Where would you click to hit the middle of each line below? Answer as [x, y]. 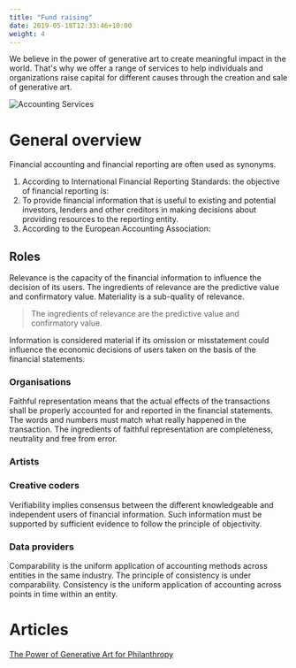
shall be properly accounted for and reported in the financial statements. [141, 411]
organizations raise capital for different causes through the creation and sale [148, 78]
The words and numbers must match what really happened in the [128, 420]
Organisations [40, 382]
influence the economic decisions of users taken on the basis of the [133, 349]
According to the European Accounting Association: [116, 229]
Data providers [42, 547]
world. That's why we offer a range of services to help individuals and [136, 68]
